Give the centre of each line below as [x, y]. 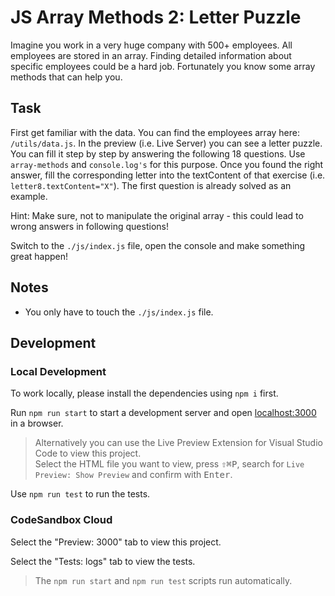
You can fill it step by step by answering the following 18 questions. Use [158, 153]
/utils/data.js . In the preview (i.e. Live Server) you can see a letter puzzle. [166, 143]
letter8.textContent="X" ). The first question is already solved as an [151, 185]
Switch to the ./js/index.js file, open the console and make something [158, 245]
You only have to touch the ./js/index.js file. [119, 312]
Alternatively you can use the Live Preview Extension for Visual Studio [178, 443]
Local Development [58, 371]
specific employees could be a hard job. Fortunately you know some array [163, 66]
